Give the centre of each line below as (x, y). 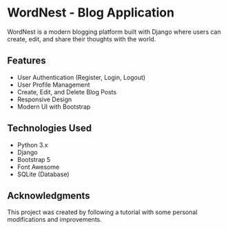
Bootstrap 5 (34, 159)
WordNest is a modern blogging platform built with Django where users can (114, 32)
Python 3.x (32, 145)
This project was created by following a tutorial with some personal (102, 212)
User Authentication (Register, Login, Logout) (81, 77)
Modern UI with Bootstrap (54, 106)
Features (27, 61)
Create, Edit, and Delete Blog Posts (67, 92)
